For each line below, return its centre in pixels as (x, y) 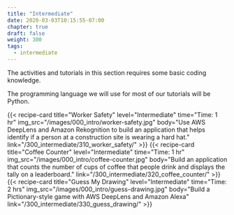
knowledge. (24, 80)
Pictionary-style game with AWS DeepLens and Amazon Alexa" (98, 196)
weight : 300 (24, 40)
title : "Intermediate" (40, 14)
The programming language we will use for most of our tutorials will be (109, 93)
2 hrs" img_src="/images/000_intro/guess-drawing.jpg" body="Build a (109, 189)
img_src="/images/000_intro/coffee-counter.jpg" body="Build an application (117, 159)
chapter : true (28, 27)
